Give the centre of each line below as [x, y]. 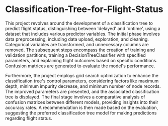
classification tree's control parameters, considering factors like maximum [82, 81]
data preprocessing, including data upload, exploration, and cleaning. [77, 39]
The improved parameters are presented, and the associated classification [82, 91]
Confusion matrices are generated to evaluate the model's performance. [80, 66]
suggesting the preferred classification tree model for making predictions [81, 113]
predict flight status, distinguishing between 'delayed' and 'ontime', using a [83, 28]
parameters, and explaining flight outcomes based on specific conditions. [81, 60]
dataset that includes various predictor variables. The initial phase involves [82, 34]
